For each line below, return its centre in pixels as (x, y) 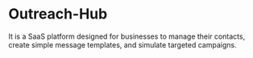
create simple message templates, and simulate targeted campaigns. (122, 44)
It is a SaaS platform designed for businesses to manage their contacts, (127, 36)
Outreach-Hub (58, 14)
